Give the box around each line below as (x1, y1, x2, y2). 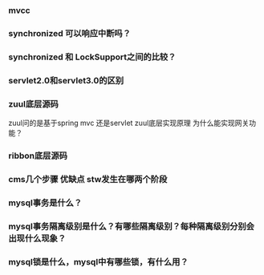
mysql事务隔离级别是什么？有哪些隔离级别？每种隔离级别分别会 (8, 220, 255, 232)
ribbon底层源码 (8, 150, 68, 161)
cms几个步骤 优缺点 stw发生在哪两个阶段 (8, 173, 168, 184)
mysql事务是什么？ (8, 197, 83, 208)
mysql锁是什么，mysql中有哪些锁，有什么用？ (8, 256, 189, 267)
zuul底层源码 (8, 98, 59, 109)
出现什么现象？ (8, 233, 67, 244)
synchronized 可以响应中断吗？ (8, 27, 131, 38)
